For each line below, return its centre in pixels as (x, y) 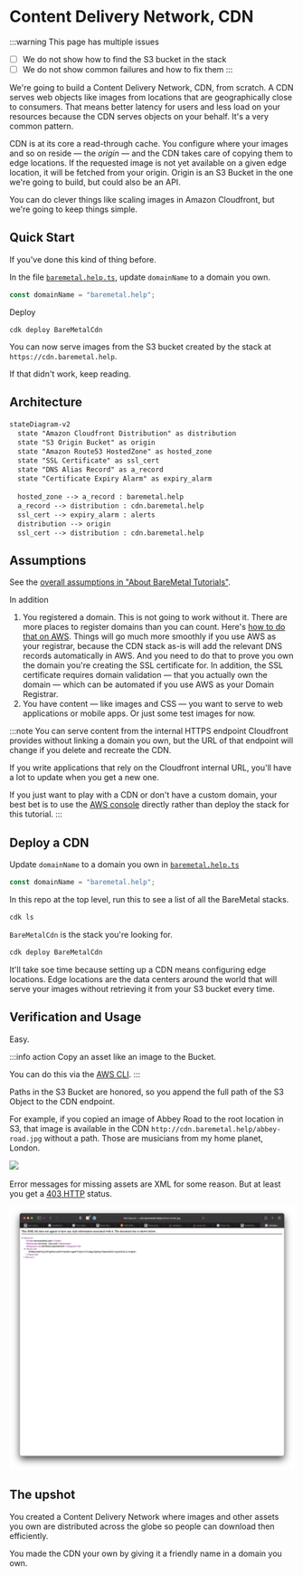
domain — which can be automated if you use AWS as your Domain (148, 684)
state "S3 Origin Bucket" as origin (86, 442)
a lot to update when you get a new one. (85, 778)
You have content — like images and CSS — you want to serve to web (152, 704)
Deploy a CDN (49, 842)
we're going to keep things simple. (74, 209)
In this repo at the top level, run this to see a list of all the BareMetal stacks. (149, 900)
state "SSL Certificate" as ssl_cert (89, 460)
